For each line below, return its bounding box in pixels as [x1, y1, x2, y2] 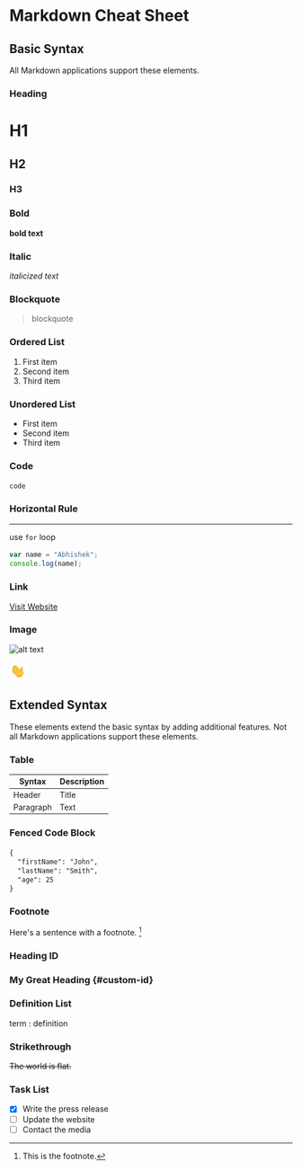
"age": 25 [17, 875, 54, 884]
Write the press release [22, 1104, 110, 1114]
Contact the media [22, 1124, 92, 1135]
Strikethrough [9, 1040, 72, 1052]
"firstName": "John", [17, 857, 99, 866]
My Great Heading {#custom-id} [9, 973, 155, 986]
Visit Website [9, 601, 58, 612]
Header [13, 789, 41, 800]
